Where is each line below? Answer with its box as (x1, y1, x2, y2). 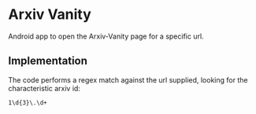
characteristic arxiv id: (8, 83, 81, 93)
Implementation (8, 54, 88, 68)
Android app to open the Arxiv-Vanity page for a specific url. (8, 31, 204, 41)
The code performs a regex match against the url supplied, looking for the (8, 75, 248, 84)
